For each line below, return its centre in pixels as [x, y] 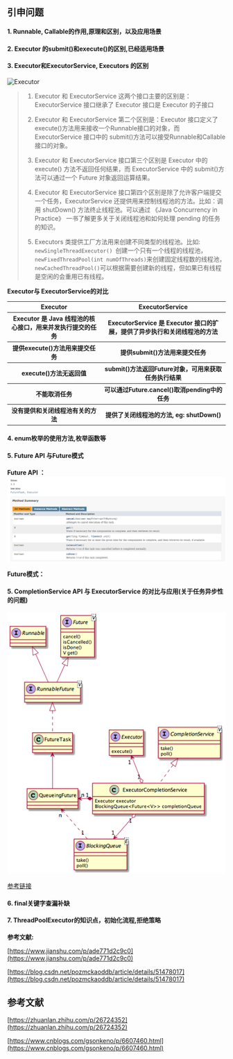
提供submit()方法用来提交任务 [163, 353]
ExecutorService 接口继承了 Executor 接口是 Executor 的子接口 [124, 104]
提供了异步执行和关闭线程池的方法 [169, 332]
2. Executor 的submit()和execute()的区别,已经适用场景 [86, 49]
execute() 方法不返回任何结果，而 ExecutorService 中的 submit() [126, 169]
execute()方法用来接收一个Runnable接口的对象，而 [107, 128]
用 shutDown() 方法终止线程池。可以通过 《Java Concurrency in [126, 210]
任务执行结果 [163, 378]
